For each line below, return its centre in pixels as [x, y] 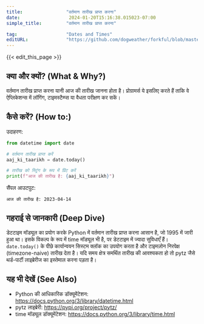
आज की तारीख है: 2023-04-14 [39, 200]
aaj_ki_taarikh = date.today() [46, 160]
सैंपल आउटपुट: [21, 188]
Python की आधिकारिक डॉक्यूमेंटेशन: [52, 294]
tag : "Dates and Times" [59, 34]
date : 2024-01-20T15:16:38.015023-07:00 [81, 18]
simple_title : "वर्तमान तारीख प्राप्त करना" [61, 23]
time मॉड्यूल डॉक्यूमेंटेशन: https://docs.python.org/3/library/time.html [95, 314]
